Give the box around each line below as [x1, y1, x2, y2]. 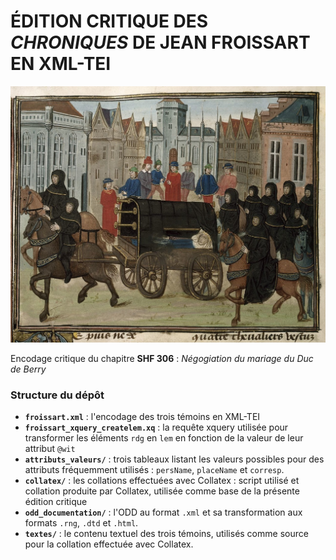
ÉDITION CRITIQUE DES [10, 10, 209, 33]
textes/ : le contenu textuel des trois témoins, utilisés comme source [24, 528, 309, 540]
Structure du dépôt [10, 388, 105, 402]
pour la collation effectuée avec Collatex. [24, 538, 194, 550]
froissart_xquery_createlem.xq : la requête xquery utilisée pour [24, 421, 289, 434]
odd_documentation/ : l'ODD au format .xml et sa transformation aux [24, 506, 303, 519]
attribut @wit [24, 443, 76, 455]
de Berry [10, 363, 47, 375]
